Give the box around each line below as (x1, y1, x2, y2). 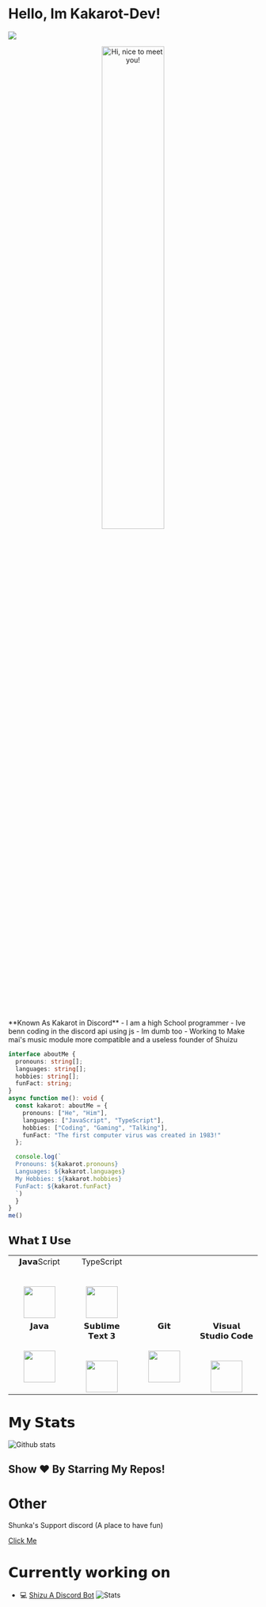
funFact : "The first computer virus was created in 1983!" (22, 1131, 222, 1139)
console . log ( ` (15, 1153, 62, 1161)
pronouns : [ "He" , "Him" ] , (22, 1109, 108, 1117)
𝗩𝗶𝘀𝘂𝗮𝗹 (212, 1320, 241, 1331)
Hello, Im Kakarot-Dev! (8, 5, 161, 23)
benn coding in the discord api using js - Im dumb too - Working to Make (8, 1026, 245, 1036)
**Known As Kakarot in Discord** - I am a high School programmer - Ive (8, 1018, 246, 1027)
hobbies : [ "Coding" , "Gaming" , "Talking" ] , (22, 1124, 169, 1132)
